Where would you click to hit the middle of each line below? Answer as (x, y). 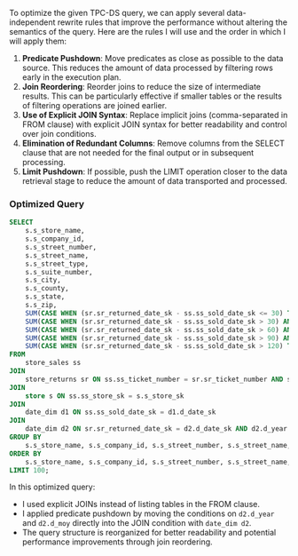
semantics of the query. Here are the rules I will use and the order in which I (148, 32)
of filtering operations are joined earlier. (94, 105)
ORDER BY (25, 453)
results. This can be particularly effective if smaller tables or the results (152, 96)
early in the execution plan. (71, 77)
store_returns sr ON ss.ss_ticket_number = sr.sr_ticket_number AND (154, 379)
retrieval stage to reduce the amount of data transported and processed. (154, 181)
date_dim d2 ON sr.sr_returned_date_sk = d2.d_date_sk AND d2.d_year (157, 429)
